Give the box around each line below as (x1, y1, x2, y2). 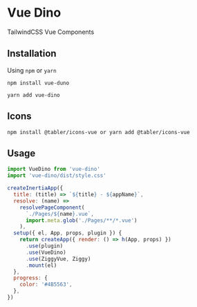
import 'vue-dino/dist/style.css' (7, 172, 107, 179)
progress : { (13, 275, 48, 281)
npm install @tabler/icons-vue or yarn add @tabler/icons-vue (7, 129, 190, 136)
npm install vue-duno (7, 80, 70, 86)
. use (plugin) (25, 243, 64, 250)
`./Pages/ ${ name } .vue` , (25, 210, 95, 217)
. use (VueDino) (25, 249, 67, 256)
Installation (7, 48, 57, 59)
